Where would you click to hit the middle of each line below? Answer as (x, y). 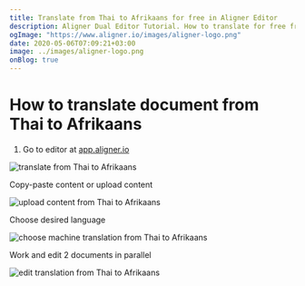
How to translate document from (134, 105)
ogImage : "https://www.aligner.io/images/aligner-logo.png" (126, 35)
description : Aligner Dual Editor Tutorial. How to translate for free (148, 26)
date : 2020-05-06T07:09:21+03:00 (73, 43)
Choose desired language (58, 220)
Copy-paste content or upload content (81, 184)
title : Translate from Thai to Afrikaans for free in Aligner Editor (144, 18)
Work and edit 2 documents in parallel (80, 254)
